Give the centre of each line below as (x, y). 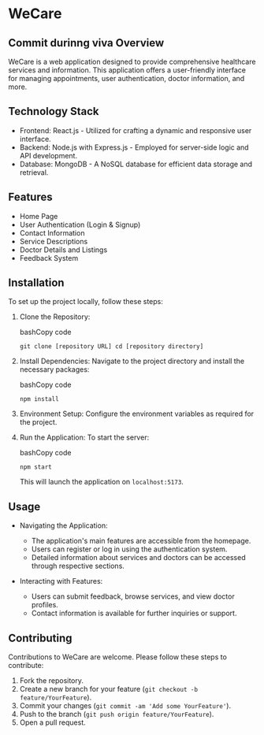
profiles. (45, 605)
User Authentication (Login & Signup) (80, 225)
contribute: (26, 666)
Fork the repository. (52, 681)
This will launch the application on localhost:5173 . (101, 482)
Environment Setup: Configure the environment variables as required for (137, 414)
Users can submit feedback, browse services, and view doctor (133, 596)
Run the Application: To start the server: (84, 437)
